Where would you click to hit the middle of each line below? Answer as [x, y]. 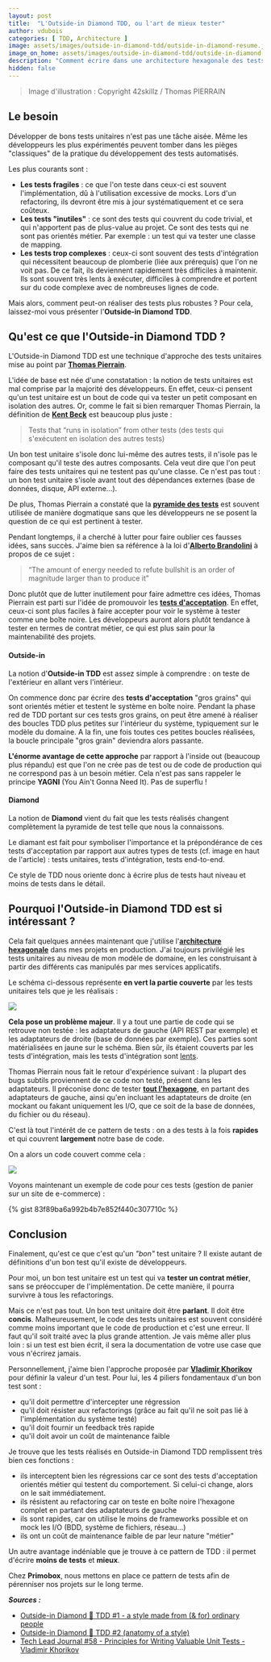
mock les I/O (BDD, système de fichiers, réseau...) [103, 1527]
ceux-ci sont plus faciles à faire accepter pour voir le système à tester [125, 611]
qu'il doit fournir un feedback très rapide [87, 1427]
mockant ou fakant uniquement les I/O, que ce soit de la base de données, [132, 1106]
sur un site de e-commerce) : [57, 1193]
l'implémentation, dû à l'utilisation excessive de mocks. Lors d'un [128, 193]
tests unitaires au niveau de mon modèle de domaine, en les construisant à [133, 958]
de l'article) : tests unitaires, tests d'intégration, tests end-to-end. [117, 859]
